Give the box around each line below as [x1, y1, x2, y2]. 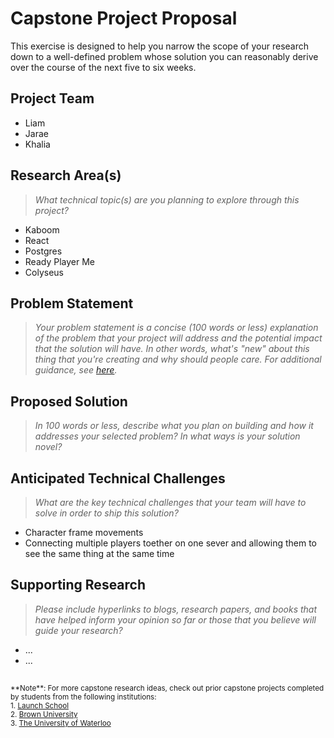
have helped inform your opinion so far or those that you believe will [34, 613, 317, 626]
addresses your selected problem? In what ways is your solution [34, 430, 301, 442]
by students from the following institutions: [10, 692, 157, 702]
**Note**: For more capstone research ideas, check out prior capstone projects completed [10, 683, 325, 694]
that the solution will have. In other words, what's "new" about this [34, 343, 310, 355]
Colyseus [24, 266, 64, 278]
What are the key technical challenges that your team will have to [34, 497, 307, 508]
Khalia [24, 138, 51, 150]
